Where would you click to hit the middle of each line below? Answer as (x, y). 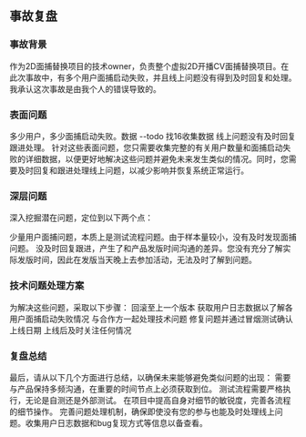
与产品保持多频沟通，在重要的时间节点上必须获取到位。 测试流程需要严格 (146, 389)
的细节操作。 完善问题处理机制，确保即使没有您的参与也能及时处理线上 (142, 412)
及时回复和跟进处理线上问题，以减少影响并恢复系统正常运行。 (133, 170)
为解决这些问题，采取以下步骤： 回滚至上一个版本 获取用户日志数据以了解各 (151, 307)
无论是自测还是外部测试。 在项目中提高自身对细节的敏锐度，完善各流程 (158, 400)
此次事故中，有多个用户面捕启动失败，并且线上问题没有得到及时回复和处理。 (153, 77)
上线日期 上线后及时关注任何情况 (71, 330)
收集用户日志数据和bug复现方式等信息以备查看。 (116, 422)
